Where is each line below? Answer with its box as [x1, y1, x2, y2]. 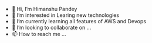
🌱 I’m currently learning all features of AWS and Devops [11, 18, 147, 24]
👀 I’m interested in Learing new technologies [11, 12, 119, 19]
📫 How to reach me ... [11, 31, 66, 37]
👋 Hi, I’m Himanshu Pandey [11, 6, 77, 12]
